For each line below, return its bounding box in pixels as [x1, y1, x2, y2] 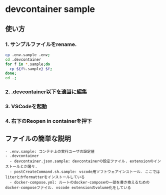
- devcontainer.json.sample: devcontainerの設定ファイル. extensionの [9, 159, 154, 164]
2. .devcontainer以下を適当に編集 [5, 88, 87, 95]
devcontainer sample [5, 3, 95, 15]
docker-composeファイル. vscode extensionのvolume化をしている [5, 185, 131, 190]
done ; [5, 71, 16, 76]
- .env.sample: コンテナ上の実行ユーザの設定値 [5, 149, 95, 154]
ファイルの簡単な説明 [5, 135, 71, 143]
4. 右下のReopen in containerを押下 [5, 117, 92, 124]
